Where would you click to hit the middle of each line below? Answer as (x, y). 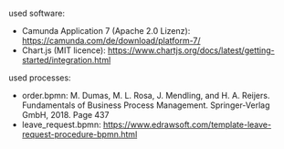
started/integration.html (66, 60)
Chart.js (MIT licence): (63, 50)
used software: (37, 13)
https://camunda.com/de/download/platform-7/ (111, 41)
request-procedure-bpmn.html (79, 134)
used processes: (40, 78)
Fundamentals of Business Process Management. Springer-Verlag (146, 105)
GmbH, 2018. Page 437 (65, 115)
